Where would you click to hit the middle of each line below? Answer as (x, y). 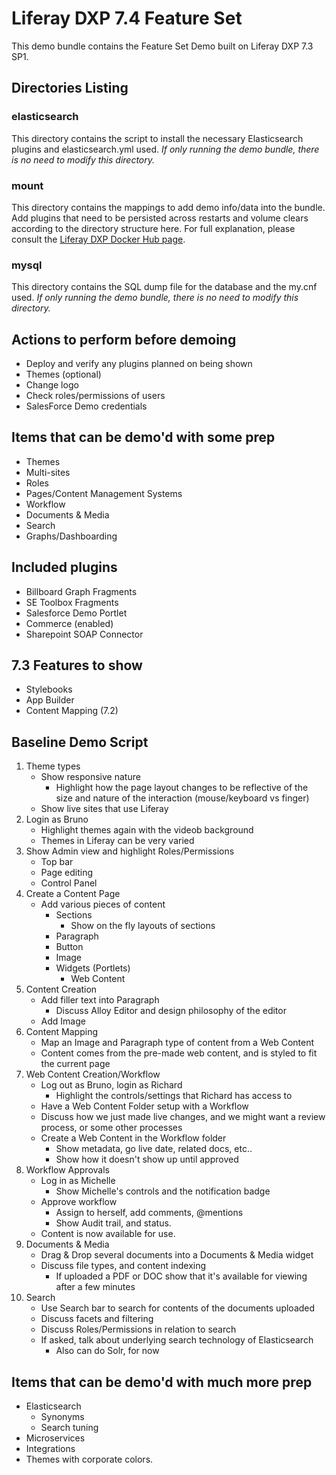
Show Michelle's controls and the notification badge (163, 1191)
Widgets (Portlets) (93, 968)
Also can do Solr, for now (107, 1351)
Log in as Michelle (78, 1181)
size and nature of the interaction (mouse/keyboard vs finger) (182, 798)
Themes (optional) (63, 374)
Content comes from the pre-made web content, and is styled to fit (179, 1053)
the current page (75, 1064)
